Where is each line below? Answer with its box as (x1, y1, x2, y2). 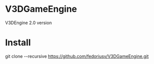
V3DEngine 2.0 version (5, 20, 52, 26)
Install (5, 37, 31, 48)
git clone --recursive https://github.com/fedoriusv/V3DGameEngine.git (5, 53, 149, 59)
